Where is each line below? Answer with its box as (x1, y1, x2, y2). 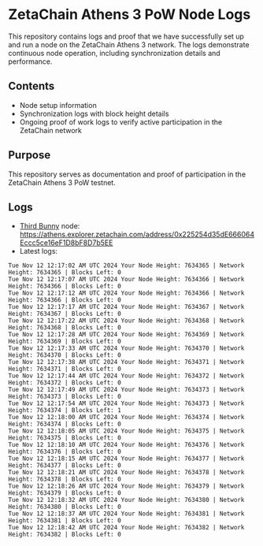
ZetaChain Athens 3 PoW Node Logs (8, 6, 251, 24)
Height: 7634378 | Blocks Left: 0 (8, 475, 122, 484)
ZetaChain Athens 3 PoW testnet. (8, 177, 116, 187)
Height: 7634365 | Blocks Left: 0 (8, 269, 122, 277)
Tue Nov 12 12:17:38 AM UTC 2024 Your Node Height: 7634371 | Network (8, 358, 245, 366)
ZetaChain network (19, 125, 83, 135)
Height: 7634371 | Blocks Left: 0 (8, 365, 122, 373)
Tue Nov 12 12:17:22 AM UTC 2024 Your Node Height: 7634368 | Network (8, 317, 245, 325)
